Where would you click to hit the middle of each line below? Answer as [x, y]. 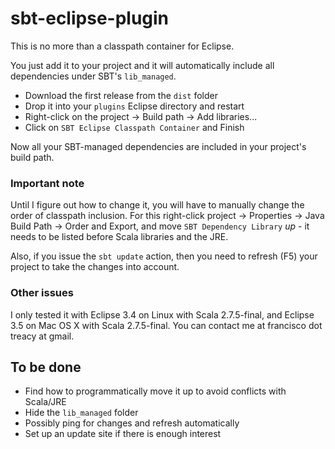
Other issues [42, 293]
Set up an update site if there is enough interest [123, 434]
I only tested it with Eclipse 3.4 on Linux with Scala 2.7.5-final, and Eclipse [162, 314]
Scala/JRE [45, 402]
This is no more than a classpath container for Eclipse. [122, 46]
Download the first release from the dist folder [121, 95]
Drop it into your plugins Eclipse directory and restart [134, 106]
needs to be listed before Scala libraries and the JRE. [119, 237]
